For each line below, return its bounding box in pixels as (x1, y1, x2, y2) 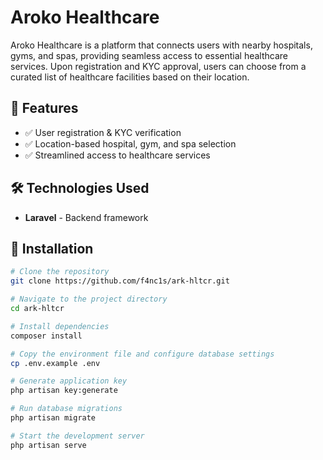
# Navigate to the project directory (10, 294, 168, 305)
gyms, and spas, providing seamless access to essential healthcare (10, 49, 289, 61)
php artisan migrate (10, 413, 97, 423)
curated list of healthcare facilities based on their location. (10, 71, 250, 83)
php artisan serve (10, 440, 87, 450)
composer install (10, 331, 83, 341)
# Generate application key (10, 376, 128, 386)
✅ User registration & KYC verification (24, 126, 182, 138)
